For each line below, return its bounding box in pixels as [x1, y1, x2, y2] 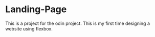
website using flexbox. [5, 25, 53, 31]
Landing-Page [5, 4, 67, 15]
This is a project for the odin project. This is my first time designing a [5, 20, 150, 26]
